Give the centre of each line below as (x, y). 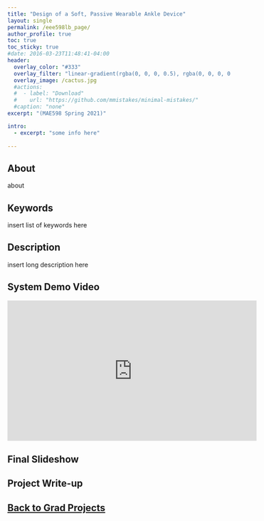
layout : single (30, 21)
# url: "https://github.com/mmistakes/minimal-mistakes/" (106, 100)
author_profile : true (39, 34)
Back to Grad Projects (56, 508)
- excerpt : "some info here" (57, 133)
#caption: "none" (39, 107)
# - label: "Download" (49, 93)
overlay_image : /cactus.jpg (56, 80)
